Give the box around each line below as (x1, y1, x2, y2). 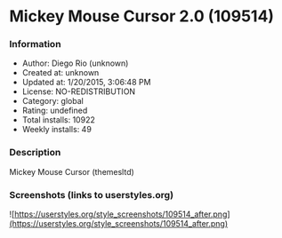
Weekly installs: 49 (21, 124, 92, 135)
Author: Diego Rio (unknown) (21, 58, 129, 68)
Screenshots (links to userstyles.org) (9, 188, 174, 201)
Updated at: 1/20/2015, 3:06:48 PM (21, 77, 151, 88)
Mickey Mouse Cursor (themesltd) (9, 166, 135, 177)
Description (9, 147, 61, 159)
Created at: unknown (21, 67, 100, 78)
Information (9, 38, 61, 51)
